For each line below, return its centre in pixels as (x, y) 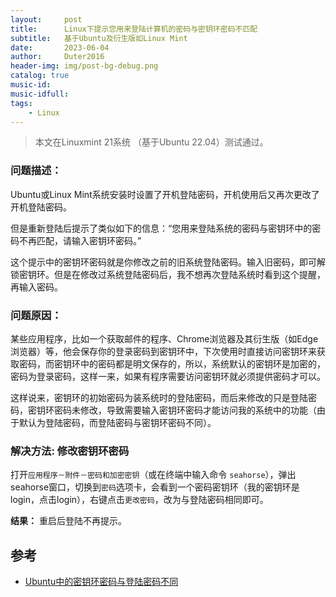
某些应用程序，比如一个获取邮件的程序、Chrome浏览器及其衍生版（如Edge (164, 338)
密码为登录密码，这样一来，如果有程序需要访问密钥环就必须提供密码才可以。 (168, 376)
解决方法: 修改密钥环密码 (70, 451)
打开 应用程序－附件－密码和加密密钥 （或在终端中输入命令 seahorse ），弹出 (153, 475)
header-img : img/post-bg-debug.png (84, 66)
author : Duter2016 (57, 57)
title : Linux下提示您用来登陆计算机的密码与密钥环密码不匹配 (134, 29)
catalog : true (40, 76)
